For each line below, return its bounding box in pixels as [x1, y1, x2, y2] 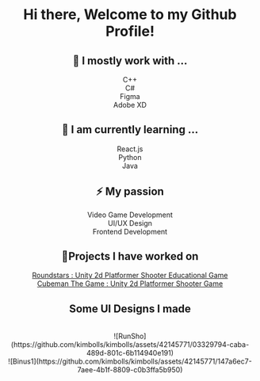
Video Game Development [86, 210, 174, 219]
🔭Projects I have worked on [61, 250, 199, 263]
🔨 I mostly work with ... [72, 54, 188, 67]
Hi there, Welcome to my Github [23, 6, 237, 24]
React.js [117, 144, 143, 154]
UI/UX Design [107, 218, 153, 227]
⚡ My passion [95, 185, 165, 199]
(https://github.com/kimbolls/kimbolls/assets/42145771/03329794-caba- [10, 340, 250, 349]
